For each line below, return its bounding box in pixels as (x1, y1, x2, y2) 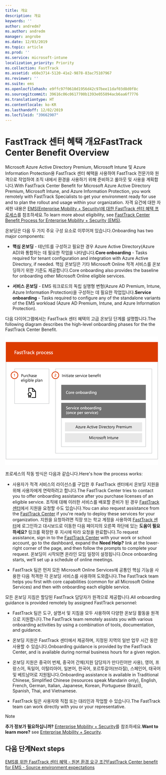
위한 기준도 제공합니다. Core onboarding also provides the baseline (25, 267, 159, 273)
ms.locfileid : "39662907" (5, 113, 58, 118)
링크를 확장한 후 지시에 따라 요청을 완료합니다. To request (28, 529, 139, 535)
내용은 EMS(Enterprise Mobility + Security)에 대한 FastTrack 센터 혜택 (14, 206, 154, 212)
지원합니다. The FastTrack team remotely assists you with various (21, 616, 153, 622)
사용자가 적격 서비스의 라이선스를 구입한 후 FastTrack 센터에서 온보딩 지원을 (12, 481, 160, 487)
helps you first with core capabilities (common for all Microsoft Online (12, 579, 155, 585)
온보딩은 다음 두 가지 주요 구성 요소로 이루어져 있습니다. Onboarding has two (5, 228, 154, 234)
